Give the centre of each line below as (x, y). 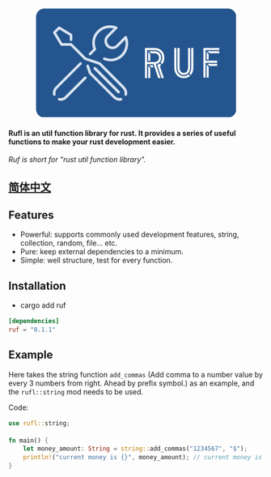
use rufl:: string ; (39, 423)
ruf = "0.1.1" (32, 330)
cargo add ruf (43, 305)
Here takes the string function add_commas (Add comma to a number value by (135, 374)
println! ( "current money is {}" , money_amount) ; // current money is (143, 458)
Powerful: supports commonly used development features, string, (129, 235)
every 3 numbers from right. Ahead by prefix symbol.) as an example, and (131, 383)
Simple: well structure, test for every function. (96, 260)
